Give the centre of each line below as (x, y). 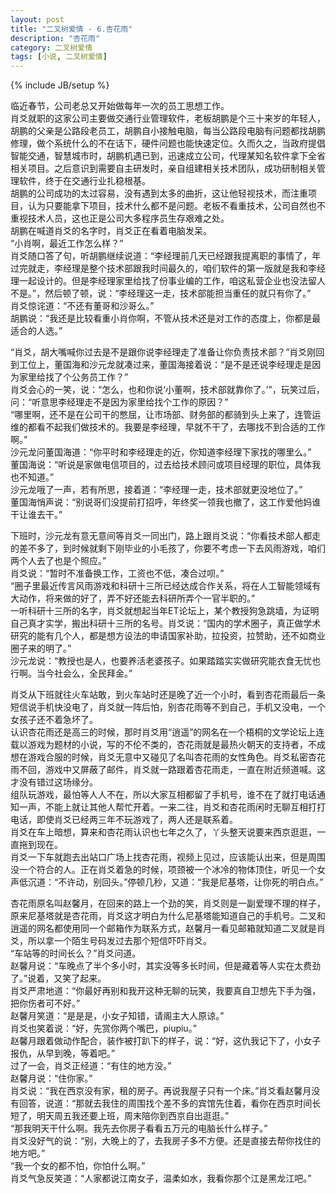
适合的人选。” (36, 331)
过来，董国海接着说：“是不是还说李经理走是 (222, 365)
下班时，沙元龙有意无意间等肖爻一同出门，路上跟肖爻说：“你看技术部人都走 (166, 536)
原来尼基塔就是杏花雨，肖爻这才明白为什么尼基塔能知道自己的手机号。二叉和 (168, 916)
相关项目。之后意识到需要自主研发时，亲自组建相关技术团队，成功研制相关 (163, 168)
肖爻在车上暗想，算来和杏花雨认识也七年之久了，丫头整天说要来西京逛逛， (163, 832)
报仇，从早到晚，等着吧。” (63, 1053)
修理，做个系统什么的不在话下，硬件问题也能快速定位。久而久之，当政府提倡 (168, 143)
